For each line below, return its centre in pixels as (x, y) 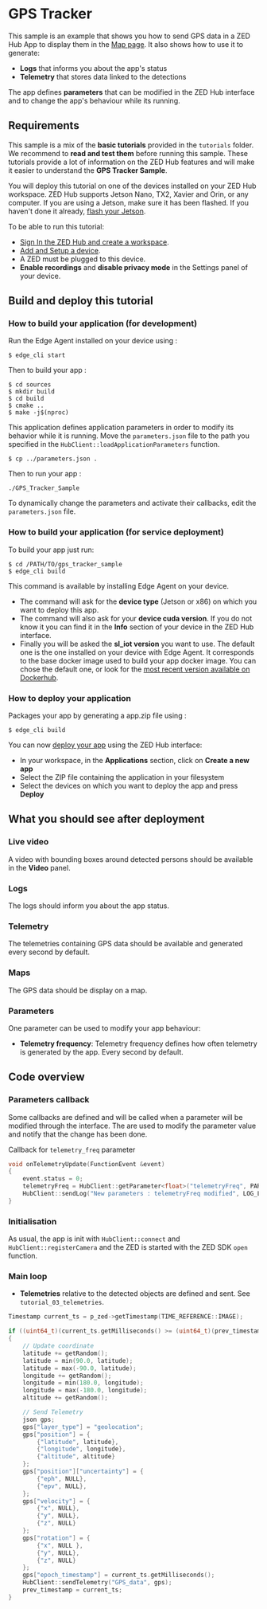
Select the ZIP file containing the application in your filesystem (122, 777)
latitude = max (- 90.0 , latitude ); (79, 1368)
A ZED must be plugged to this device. (83, 259)
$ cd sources (30, 385)
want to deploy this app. (59, 609)
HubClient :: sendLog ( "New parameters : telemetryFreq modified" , (131, 1194)
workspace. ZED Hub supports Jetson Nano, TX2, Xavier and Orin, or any (128, 194)
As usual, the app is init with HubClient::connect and (94, 1239)
